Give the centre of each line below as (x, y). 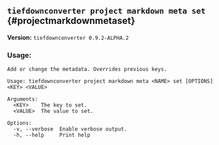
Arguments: (23, 99)
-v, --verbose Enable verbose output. (70, 129)
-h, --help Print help (52, 135)
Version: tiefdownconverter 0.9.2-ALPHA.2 (68, 37)
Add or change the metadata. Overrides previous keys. (87, 69)
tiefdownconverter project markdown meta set (106, 11)
